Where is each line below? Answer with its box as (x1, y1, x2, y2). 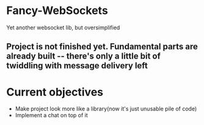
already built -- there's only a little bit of (6, 51, 161, 62)
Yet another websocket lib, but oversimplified (6, 24, 120, 31)
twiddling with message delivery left (6, 60, 148, 71)
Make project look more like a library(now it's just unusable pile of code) (15, 105, 197, 113)
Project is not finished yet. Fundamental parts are (6, 41, 199, 52)
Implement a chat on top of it (15, 112, 89, 119)
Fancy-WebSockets (6, 4, 108, 18)
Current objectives (6, 85, 104, 99)
